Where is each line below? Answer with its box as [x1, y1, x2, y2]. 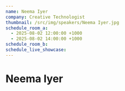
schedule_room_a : [5, 25, 48, 31]
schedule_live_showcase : [5, 47, 67, 53]
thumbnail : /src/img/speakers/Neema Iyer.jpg [5, 19, 119, 25]
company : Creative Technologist [5, 14, 85, 20]
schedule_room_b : [5, 42, 48, 48]
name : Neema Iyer [5, 8, 48, 15]
